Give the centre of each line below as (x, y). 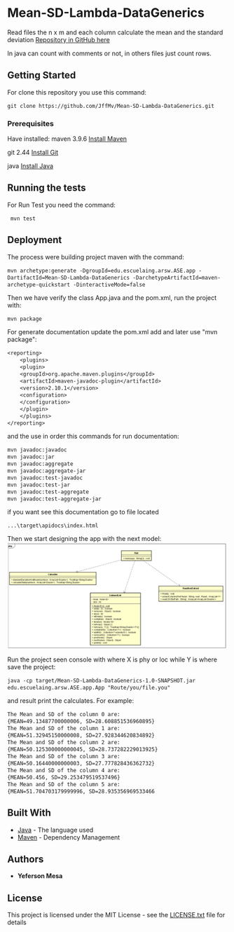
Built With (29, 813)
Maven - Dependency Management (69, 837)
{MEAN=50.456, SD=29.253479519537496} (64, 777)
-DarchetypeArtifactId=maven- (177, 277)
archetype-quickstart (39, 285)
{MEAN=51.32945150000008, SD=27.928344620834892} (81, 735)
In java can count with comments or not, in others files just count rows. (110, 53)
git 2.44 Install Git (33, 153)
